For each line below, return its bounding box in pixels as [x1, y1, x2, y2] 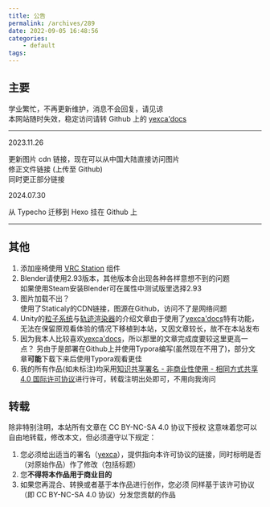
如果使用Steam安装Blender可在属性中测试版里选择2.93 [19, 283, 202, 293]
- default [22, 42, 56, 50]
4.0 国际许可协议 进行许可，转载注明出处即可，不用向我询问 [19, 373, 216, 383]
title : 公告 [8, 11, 46, 20]
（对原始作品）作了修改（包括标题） [19, 460, 141, 469]
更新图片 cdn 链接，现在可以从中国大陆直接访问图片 [8, 154, 180, 163]
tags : [8, 49, 27, 57]
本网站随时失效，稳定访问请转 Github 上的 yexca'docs [8, 113, 187, 123]
